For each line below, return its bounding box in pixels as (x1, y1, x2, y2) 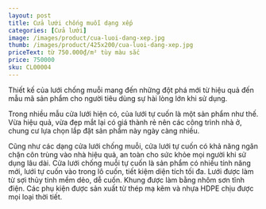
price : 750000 (8, 56, 56, 64)
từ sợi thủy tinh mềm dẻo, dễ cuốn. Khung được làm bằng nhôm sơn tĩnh (8, 175, 245, 184)
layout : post (8, 11, 52, 20)
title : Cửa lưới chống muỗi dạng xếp (8, 19, 133, 27)
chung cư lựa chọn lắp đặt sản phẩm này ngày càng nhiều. (8, 126, 200, 135)
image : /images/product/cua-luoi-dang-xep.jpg (8, 33, 165, 42)
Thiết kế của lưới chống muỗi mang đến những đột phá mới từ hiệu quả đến (8, 85, 254, 95)
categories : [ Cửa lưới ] (8, 26, 87, 34)
